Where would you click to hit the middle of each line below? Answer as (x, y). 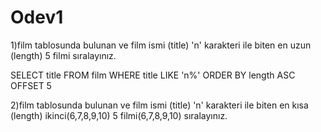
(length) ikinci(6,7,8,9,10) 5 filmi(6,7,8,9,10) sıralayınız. (119, 115)
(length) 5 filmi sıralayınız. (63, 55)
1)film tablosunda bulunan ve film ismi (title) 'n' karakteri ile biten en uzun (161, 45)
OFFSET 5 (31, 85)
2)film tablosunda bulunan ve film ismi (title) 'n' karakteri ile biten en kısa (159, 105)
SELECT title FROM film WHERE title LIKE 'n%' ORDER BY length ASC (153, 75)
